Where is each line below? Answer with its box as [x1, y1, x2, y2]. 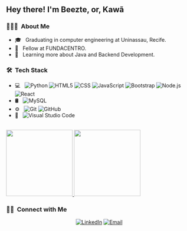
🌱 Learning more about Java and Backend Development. [14, 51, 155, 58]
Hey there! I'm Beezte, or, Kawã [6, 5, 124, 15]
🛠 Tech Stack [6, 66, 48, 74]
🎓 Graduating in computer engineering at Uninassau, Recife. [14, 36, 166, 43]
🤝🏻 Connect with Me [6, 205, 67, 213]
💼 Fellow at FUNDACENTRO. [14, 44, 87, 52]
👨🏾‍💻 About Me [6, 22, 50, 31]
